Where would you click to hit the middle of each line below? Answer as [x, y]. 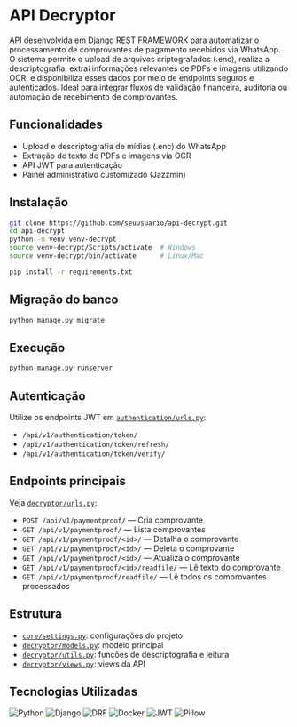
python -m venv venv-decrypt [63, 240]
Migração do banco [64, 300]
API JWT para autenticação [72, 164]
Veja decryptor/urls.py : [53, 502]
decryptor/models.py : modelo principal [93, 644]
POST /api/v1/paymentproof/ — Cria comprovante [113, 520]
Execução [37, 348]
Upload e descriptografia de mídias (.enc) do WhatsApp [124, 146]
